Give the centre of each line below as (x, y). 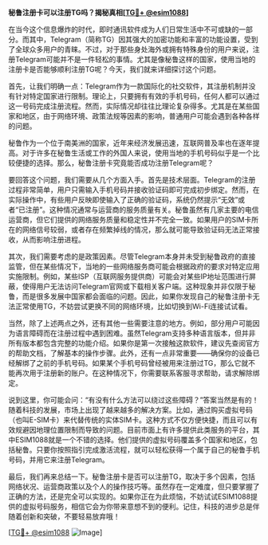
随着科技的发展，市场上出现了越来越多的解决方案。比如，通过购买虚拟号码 (130, 410)
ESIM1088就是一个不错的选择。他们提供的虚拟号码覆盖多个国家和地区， (133, 440)
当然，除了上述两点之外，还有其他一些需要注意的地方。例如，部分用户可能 (130, 323)
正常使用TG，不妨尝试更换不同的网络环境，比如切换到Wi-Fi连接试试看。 (134, 306)
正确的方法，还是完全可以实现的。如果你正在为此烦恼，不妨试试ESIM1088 (130, 496)
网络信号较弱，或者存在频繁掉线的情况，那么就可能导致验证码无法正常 (137, 229)
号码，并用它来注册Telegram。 (59, 460)
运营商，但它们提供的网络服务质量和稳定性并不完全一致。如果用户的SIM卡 (130, 220)
